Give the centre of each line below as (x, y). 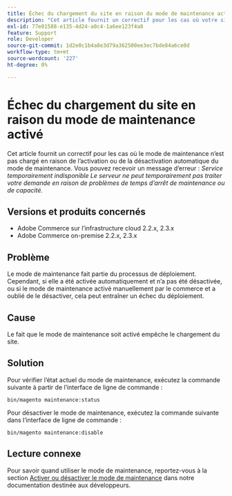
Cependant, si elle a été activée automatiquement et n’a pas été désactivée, (115, 281)
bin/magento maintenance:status (54, 400)
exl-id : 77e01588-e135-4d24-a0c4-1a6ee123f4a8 (75, 26)
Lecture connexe (44, 454)
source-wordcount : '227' (43, 59)
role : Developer (30, 39)
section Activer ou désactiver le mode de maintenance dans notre (101, 477)
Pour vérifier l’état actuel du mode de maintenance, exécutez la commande (114, 379)
